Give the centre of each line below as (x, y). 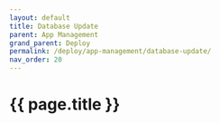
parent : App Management (54, 34)
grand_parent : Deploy (50, 43)
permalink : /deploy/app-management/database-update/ (110, 52)
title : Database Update (54, 26)
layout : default (40, 18)
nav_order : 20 (36, 60)
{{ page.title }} (65, 104)
